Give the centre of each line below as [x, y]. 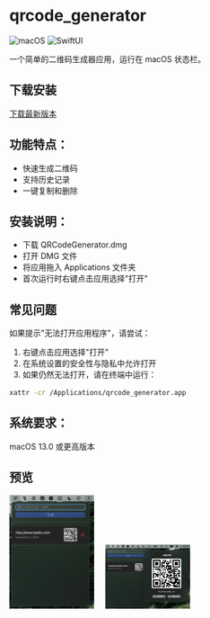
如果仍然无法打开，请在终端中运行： [89, 375]
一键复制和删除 [50, 191]
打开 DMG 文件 [50, 256]
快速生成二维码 [50, 168]
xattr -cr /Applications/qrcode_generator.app [98, 393]
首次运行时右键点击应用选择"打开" [85, 279]
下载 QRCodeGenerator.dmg [74, 245]
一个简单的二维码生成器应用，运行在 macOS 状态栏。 [108, 58]
